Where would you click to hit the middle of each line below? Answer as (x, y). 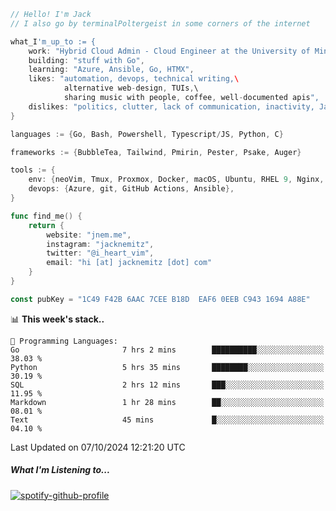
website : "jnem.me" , (89, 235)
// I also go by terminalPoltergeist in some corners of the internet (160, 23)
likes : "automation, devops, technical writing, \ (134, 79)
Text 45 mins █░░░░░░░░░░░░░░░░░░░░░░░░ (167, 420)
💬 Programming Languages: (64, 341)
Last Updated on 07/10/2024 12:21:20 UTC (98, 447)
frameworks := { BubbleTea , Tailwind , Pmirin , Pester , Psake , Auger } (156, 152)
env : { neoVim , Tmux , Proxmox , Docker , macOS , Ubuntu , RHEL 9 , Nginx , (176, 180)
